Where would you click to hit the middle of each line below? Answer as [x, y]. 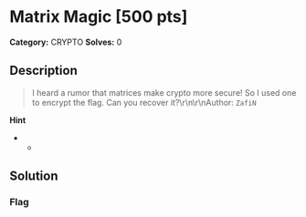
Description [43, 71]
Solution [34, 176]
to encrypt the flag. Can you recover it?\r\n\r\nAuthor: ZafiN [144, 102]
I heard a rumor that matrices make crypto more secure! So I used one [164, 92]
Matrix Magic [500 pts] [99, 17]
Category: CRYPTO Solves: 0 [66, 42]
